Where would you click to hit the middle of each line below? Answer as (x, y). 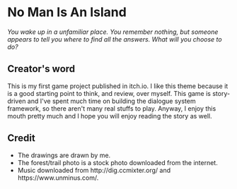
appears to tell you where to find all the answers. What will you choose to (115, 39)
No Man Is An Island (67, 12)
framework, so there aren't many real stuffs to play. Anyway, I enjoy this (112, 108)
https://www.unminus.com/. (58, 178)
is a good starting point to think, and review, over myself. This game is (109, 93)
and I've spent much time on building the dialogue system (111, 101)
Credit (21, 138)
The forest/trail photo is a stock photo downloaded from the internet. (117, 162)
